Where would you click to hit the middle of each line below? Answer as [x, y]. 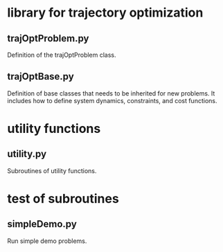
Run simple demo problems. [47, 241]
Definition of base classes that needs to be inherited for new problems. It [111, 93]
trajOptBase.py [41, 76]
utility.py [27, 154]
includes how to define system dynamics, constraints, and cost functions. [112, 100]
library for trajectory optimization [105, 13]
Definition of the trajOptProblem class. [62, 55]
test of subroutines [63, 199]
